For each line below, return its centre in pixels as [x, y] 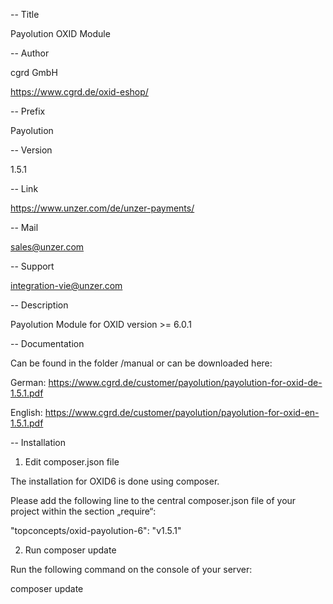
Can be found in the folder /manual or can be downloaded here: [141, 363]
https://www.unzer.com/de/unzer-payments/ [102, 208]
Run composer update [70, 550]
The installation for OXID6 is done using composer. [115, 481]
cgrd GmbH [34, 72]
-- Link [24, 188]
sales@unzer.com [47, 247]
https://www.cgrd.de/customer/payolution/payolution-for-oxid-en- [182, 412]
